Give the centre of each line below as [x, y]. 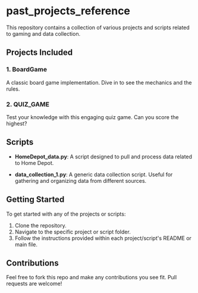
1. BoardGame [27, 70]
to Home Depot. [34, 163]
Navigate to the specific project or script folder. [73, 232]
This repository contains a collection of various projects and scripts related [98, 27]
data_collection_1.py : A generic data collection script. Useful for [94, 174]
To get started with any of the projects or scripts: [66, 214]
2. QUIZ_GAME [28, 104]
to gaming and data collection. [43, 33]
